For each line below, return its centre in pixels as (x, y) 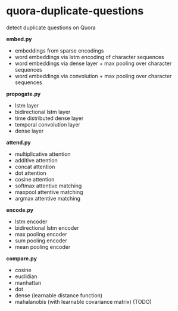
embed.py (19, 39)
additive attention (36, 160)
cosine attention (35, 179)
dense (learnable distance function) (59, 295)
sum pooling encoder (41, 241)
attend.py (18, 142)
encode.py (20, 210)
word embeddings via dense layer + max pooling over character (93, 63)
